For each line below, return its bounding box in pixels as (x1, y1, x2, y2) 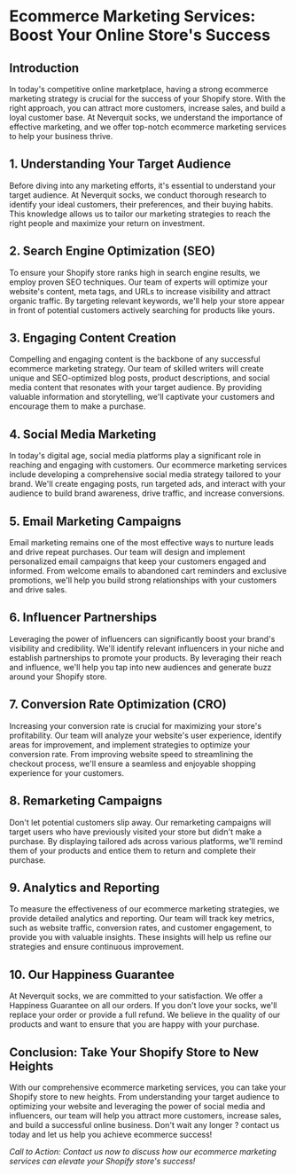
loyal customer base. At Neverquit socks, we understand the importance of (9, 113, 284, 122)
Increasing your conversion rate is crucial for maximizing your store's (9, 720, 262, 731)
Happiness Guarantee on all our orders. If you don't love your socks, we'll (9, 1000, 277, 1011)
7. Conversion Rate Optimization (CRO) (9, 697, 228, 712)
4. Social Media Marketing (9, 427, 157, 442)
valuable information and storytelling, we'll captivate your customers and (9, 392, 275, 403)
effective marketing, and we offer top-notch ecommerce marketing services (9, 121, 286, 132)
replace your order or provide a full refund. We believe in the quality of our (9, 1009, 281, 1021)
